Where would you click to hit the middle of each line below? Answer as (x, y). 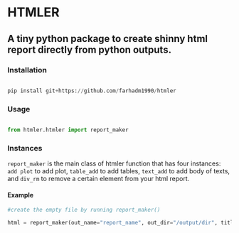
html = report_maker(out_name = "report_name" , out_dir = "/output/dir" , (113, 223)
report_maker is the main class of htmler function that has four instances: (114, 163)
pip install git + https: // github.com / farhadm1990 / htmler (92, 91)
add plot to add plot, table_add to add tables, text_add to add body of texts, (118, 171)
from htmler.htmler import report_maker (68, 130)
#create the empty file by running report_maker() (84, 210)
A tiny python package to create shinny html (108, 39)
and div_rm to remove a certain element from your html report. (99, 179)
